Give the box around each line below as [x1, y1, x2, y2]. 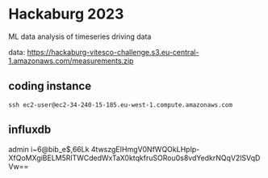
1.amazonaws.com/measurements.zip [8, 56, 134, 66]
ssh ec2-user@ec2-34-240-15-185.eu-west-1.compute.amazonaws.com [8, 100, 232, 109]
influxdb [8, 123, 52, 137]
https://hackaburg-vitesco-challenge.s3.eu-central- [27, 47, 199, 57]
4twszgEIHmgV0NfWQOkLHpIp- [90, 144, 200, 154]
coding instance [8, 79, 91, 93]
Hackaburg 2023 [8, 5, 124, 23]
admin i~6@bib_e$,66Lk [8, 144, 90, 154]
